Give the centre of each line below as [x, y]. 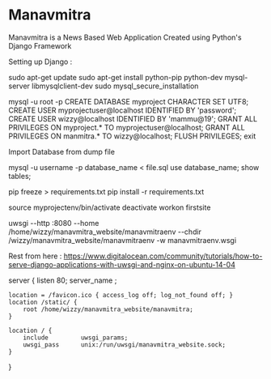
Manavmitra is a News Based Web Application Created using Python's [125, 37]
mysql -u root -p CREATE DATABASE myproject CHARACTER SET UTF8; [129, 101]
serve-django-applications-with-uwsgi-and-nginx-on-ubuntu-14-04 [122, 264]
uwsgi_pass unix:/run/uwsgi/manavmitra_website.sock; [125, 345]
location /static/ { [43, 302]
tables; [20, 176]
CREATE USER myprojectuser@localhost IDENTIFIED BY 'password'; [123, 110]
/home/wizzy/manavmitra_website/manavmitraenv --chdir [105, 232]
